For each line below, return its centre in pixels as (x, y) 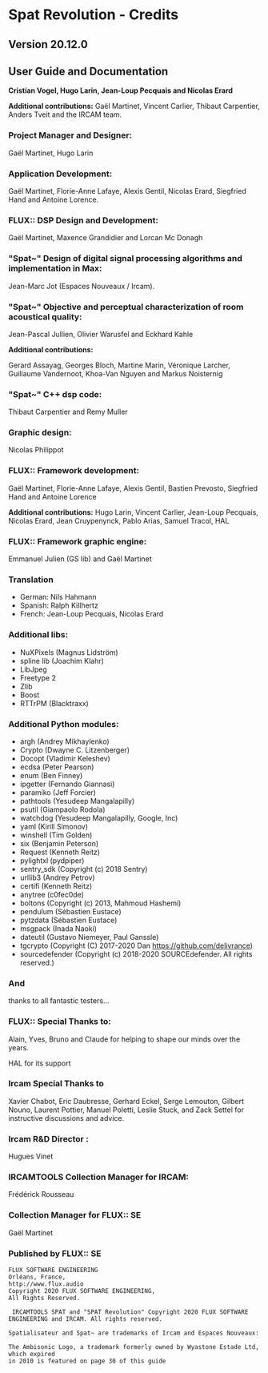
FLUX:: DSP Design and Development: (83, 220)
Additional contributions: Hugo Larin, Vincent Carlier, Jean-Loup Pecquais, (133, 512)
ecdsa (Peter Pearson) (57, 767)
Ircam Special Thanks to (56, 1084)
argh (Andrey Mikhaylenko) (64, 741)
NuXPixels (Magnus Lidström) (69, 652)
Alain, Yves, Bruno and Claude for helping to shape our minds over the (124, 1039)
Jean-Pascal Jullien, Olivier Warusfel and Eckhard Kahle (101, 334)
